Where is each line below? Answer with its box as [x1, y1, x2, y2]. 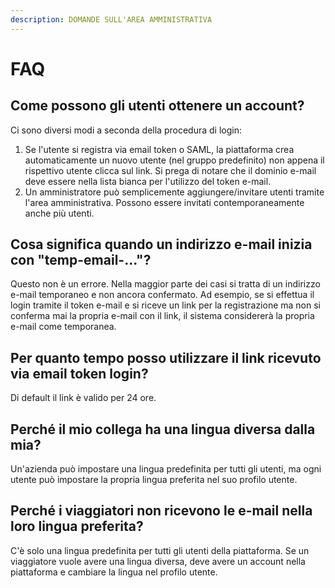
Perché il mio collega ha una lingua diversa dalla [10, 421, 316, 438]
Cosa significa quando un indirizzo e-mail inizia [10, 236, 313, 253]
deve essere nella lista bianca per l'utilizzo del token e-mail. [24, 175, 272, 187]
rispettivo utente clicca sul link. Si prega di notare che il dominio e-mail [24, 164, 317, 176]
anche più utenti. [24, 207, 95, 219]
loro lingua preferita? [10, 518, 144, 535]
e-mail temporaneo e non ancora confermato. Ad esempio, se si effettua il [10, 289, 315, 301]
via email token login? [10, 365, 149, 382]
